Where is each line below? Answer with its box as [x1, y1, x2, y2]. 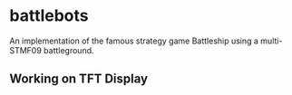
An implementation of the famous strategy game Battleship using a [9, 35, 258, 46]
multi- [259, 35, 283, 46]
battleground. [44, 44, 94, 55]
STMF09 [9, 44, 43, 55]
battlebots [9, 5, 89, 26]
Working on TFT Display [9, 71, 148, 87]
